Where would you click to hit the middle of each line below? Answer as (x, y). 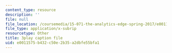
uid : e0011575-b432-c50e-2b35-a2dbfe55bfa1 (52, 43)
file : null (17, 19)
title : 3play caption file (34, 38)
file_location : (21, 24)
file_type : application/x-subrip (41, 29)
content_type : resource (31, 10)
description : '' (23, 15)
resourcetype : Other (27, 33)
